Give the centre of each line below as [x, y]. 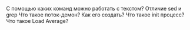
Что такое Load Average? [37, 21]
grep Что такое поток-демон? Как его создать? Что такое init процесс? [95, 15]
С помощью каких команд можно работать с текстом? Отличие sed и [94, 9]
